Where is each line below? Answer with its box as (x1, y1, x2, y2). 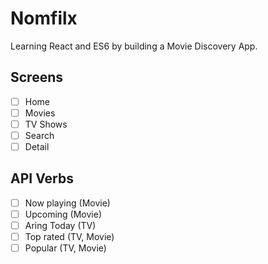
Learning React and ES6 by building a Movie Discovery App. (10, 40, 258, 52)
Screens (10, 69, 63, 86)
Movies (24, 107, 56, 119)
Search (24, 129, 55, 141)
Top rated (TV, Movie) (24, 231, 115, 243)
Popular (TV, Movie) (24, 242, 107, 254)
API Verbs (10, 170, 74, 187)
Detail (24, 141, 50, 152)
